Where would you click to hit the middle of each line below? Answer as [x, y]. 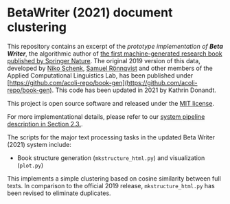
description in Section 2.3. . [45, 124]
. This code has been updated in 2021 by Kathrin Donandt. [134, 90]
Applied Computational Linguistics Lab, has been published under [100, 75]
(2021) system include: [39, 144]
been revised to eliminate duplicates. [59, 193]
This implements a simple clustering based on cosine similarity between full [114, 178]
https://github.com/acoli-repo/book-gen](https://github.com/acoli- [103, 82]
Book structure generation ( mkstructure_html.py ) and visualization [111, 158]
